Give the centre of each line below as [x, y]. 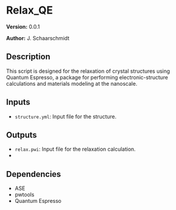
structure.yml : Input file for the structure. [65, 117]
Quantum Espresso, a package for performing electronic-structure [87, 77]
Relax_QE [30, 10]
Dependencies [33, 174]
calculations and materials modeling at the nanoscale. [72, 83]
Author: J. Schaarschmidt [38, 38]
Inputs [18, 102]
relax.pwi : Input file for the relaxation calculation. [75, 149]
